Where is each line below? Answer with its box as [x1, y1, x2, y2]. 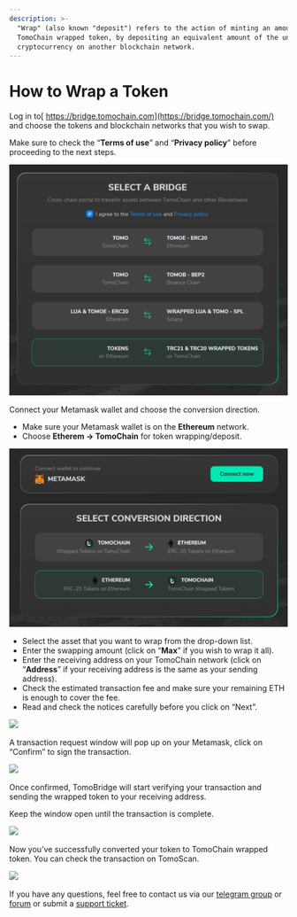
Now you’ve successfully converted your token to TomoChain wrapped [9, 843, 268, 854]
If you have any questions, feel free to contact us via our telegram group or [9, 889, 283, 899]
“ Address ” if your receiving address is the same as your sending [21, 664, 258, 674]
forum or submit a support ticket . [9, 898, 130, 908]
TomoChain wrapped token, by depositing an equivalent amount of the [17, 33, 278, 42]
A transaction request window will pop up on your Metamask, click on [9, 736, 263, 748]
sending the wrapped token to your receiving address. [9, 791, 207, 802]
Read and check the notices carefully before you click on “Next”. [21, 701, 258, 712]
